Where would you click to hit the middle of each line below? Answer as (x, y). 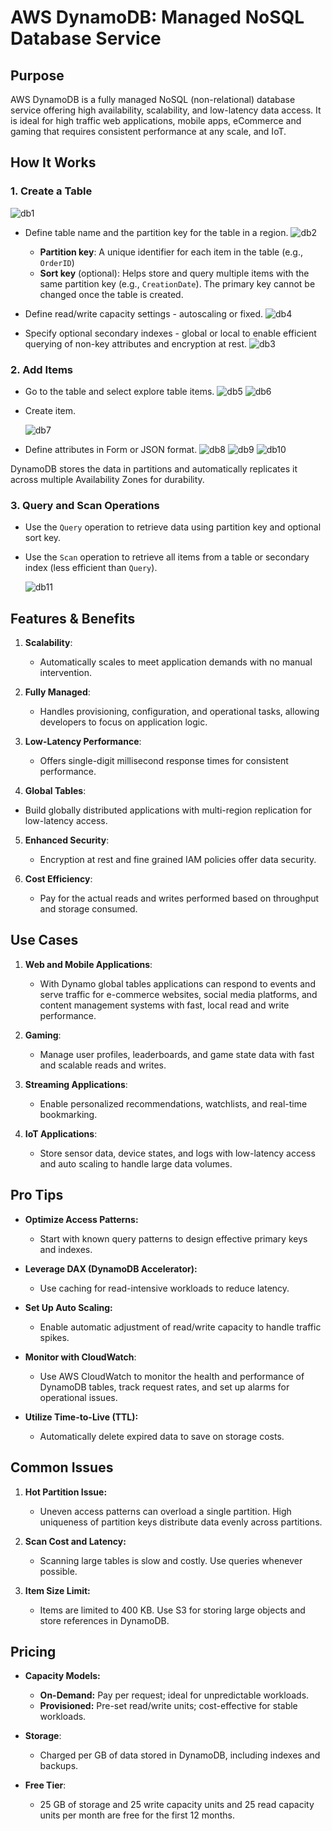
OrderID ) (57, 262)
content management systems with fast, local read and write (164, 1005)
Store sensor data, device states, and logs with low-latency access (177, 1153)
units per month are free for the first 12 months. (137, 1815)
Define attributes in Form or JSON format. (111, 449)
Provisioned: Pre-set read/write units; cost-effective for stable (168, 1706)
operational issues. (78, 1397)
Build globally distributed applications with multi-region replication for (168, 810)
